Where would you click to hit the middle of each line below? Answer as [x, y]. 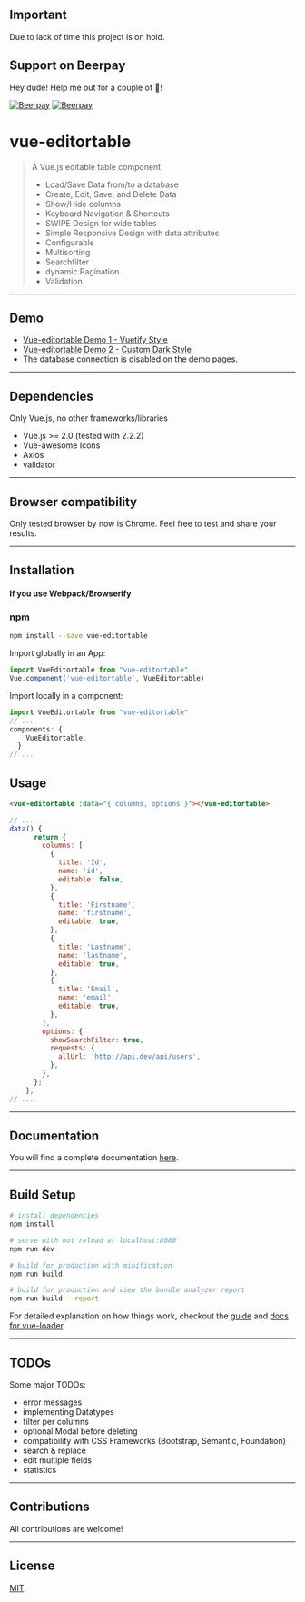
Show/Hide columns [83, 204]
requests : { [72, 1049]
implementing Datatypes [69, 1412]
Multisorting [68, 252]
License [32, 1566]
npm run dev [32, 1249]
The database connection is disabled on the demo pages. [130, 359]
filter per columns [55, 1422]
